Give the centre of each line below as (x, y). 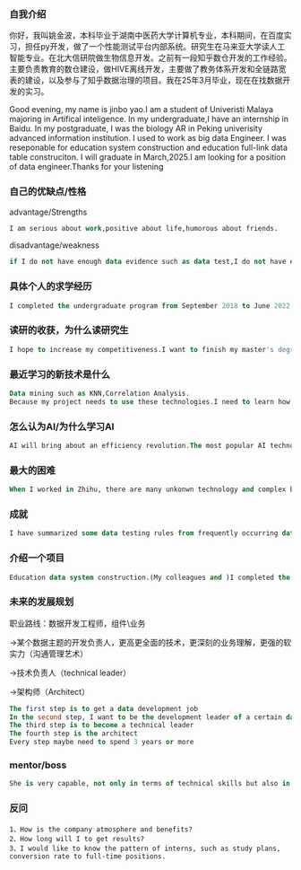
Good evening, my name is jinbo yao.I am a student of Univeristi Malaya (141, 110)
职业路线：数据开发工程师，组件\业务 (77, 623)
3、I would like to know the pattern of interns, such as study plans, (145, 848)
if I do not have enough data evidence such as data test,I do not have (148, 262)
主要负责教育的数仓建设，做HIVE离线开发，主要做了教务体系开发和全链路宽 (148, 69)
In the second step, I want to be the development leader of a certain (146, 717)
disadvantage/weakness (55, 245)
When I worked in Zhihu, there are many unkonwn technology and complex (148, 490)
